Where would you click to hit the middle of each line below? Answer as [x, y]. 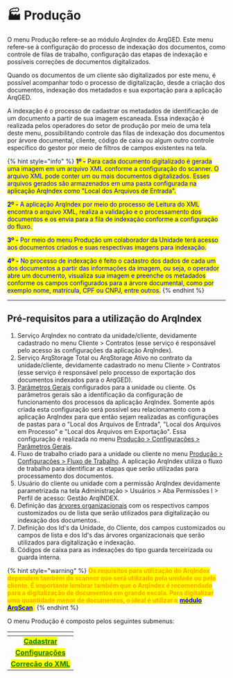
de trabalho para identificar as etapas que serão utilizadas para [108, 468]
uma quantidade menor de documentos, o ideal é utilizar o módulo [105, 600]
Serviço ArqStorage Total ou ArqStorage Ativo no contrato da [105, 357]
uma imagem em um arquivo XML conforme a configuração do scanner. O [113, 168]
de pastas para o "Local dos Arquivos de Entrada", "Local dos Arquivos [119, 424]
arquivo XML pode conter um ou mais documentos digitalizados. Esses [109, 176]
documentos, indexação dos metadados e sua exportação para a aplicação [115, 90]
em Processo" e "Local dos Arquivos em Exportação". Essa [102, 431]
